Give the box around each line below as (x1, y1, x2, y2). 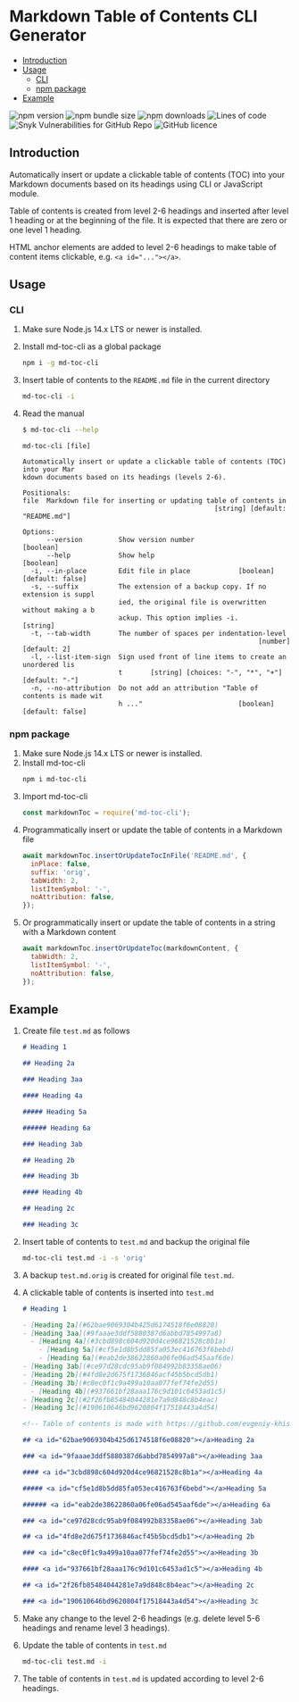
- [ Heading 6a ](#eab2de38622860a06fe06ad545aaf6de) (38, 1354, 235, 1363)
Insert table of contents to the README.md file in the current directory (21, 375, 270, 386)
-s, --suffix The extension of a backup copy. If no (30, 582, 267, 591)
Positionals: (21, 488, 71, 497)
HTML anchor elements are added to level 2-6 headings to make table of (9, 241, 277, 252)
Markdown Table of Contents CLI (9, 6, 258, 27)
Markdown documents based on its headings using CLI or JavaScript (9, 179, 263, 189)
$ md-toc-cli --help (21, 426, 99, 435)
